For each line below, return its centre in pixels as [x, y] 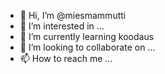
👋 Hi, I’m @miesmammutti [73, 15]
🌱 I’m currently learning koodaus [87, 36]
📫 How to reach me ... [66, 58]
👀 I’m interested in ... [62, 26]
